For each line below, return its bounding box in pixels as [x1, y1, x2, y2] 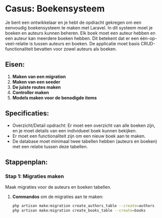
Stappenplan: [5, 158, 48, 166]
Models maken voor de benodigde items [12, 95, 97, 101]
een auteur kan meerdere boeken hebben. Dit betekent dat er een [5, 35, 139, 41]
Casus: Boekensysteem [5, 3, 105, 14]
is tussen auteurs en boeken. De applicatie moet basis [29, 40, 140, 46]
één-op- [140, 35, 157, 41]
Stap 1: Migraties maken [5, 173, 64, 180]
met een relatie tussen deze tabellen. [12, 143, 88, 149]
